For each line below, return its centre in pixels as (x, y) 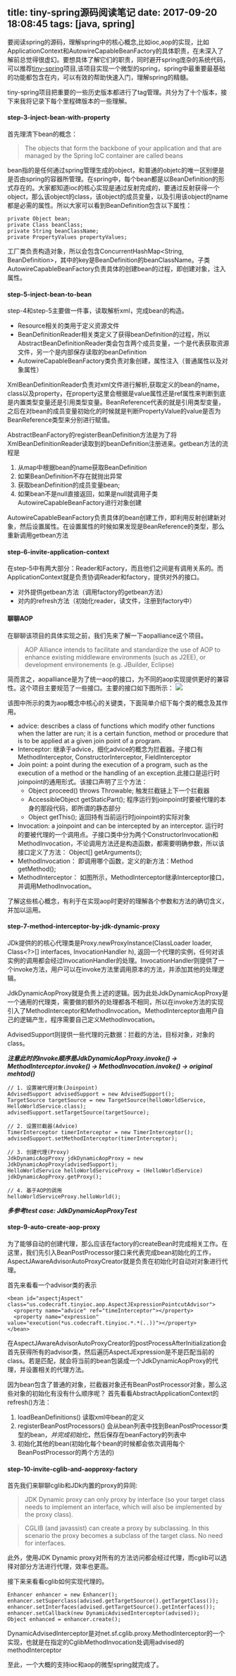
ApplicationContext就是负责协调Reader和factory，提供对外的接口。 (105, 577)
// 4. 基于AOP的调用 (35, 1190)
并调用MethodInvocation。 (56, 886)
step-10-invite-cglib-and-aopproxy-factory (73, 1469)
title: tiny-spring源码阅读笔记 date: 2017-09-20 (112, 13)
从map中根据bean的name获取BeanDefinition (82, 468)
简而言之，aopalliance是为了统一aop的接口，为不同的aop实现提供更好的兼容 (118, 679)
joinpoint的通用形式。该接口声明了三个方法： (82, 781)
